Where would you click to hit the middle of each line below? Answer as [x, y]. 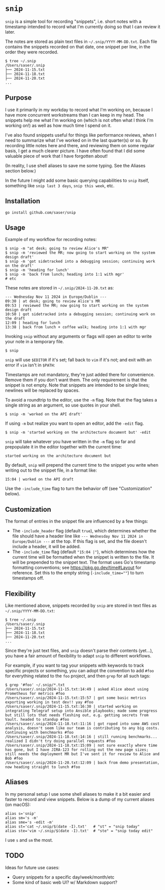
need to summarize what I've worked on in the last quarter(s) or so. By [77, 140]
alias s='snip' [21, 813]
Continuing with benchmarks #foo [39, 732]
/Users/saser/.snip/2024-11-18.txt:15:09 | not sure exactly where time [81, 745]
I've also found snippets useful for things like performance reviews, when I [81, 135]
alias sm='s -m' [22, 818]
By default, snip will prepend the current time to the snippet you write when [82, 465]
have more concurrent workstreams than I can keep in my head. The [75, 115]
